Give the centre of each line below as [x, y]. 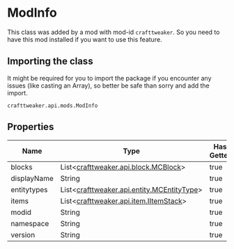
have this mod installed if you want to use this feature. [85, 39]
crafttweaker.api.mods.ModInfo [53, 106]
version [23, 234]
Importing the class [50, 62]
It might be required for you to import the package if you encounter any [109, 78]
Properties [31, 127]
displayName [32, 178]
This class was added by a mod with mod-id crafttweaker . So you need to [114, 32]
